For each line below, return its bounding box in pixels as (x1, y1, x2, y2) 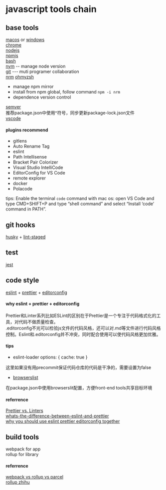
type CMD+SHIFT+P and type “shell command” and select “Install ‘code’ (5, 201, 155, 207)
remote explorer (12, 175, 46, 181)
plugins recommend (5, 126, 48, 133)
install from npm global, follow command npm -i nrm (12, 89, 120, 94)
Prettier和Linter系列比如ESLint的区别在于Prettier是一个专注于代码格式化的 (5, 312, 157, 318)
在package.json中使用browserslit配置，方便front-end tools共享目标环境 (5, 385, 153, 391)
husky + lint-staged (5, 234, 46, 240)
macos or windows (5, 36, 45, 42)
